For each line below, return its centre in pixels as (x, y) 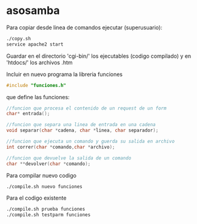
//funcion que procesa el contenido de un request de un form (86, 108)
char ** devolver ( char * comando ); (48, 164)
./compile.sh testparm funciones (48, 215)
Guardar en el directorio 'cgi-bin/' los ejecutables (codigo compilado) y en (99, 56)
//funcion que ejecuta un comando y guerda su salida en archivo (90, 142)
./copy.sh (19, 38)
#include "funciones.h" (36, 85)
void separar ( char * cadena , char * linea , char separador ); (82, 131)
